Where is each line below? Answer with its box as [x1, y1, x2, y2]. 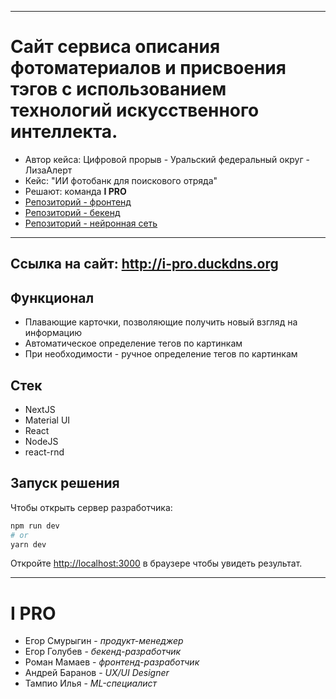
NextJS [24, 403, 56, 415]
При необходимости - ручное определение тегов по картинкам [24, 348, 298, 360]
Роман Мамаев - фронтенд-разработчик [24, 656, 200, 668]
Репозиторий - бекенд [24, 206, 121, 218]
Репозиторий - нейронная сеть [24, 217, 158, 229]
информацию [24, 327, 82, 339]
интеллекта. [10, 121, 118, 143]
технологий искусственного [10, 99, 260, 122]
